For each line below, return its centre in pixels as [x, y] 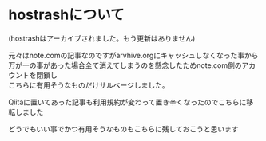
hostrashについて [67, 15]
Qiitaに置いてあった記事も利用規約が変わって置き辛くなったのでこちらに [127, 102]
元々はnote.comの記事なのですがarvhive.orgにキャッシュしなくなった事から [133, 55]
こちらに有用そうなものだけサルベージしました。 [89, 85]
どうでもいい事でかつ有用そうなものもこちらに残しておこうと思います [123, 129]
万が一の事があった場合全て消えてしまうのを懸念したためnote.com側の [125, 65]
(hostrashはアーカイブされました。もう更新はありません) [102, 38]
